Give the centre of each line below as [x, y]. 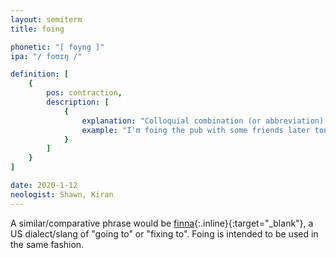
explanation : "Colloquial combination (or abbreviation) [203, 121]
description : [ [78, 102]
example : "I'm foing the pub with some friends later [196, 130]
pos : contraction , [84, 93]
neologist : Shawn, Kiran [62, 194]
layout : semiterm [46, 19]
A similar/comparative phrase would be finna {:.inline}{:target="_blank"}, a [162, 223]
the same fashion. [47, 244]
